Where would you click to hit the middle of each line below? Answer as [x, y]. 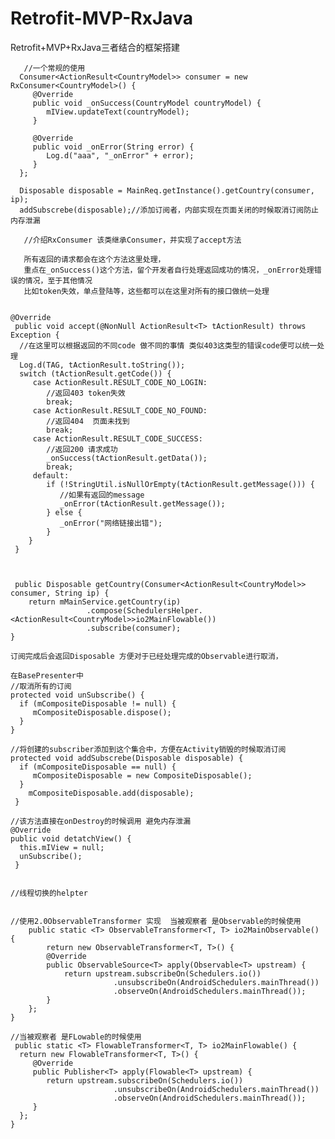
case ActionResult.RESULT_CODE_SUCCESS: [117, 438]
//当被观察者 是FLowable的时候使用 [76, 1037]
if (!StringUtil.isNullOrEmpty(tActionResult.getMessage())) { [180, 484]
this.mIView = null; [62, 847]
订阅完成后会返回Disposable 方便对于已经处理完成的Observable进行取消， [146, 656]
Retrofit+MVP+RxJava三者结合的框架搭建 [95, 47]
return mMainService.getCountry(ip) [105, 602]
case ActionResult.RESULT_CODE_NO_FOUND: [120, 410]
